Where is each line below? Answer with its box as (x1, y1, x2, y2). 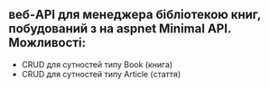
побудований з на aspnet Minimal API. (8, 22, 232, 37)
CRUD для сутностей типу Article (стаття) (21, 68, 182, 79)
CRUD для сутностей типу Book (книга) (21, 58, 173, 70)
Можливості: (8, 35, 87, 50)
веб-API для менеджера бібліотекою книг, (8, 7, 261, 22)
